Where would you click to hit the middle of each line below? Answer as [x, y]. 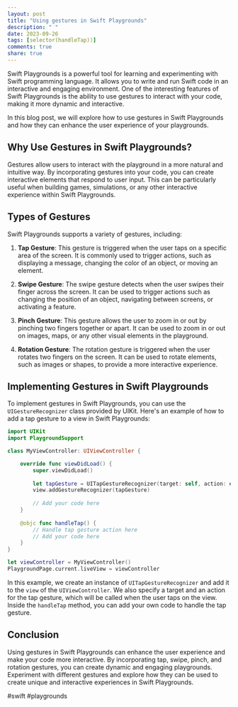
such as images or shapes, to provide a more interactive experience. [118, 364]
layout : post [27, 14]
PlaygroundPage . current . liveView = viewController [84, 569]
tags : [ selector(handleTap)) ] [52, 40]
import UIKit [27, 432]
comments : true [30, 47]
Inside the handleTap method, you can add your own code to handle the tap [117, 605]
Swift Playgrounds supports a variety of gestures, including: [95, 234]
